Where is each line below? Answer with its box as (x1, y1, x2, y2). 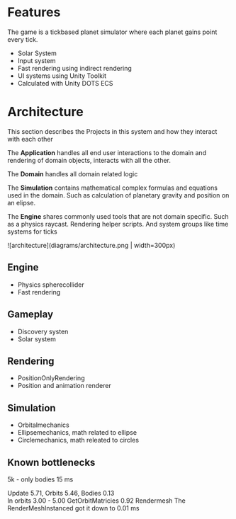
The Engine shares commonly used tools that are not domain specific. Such (7, 212, 229, 220)
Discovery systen (17, 327, 69, 336)
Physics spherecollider (17, 280, 84, 289)
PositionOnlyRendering (17, 374, 85, 382)
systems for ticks (7, 227, 58, 236)
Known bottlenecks (7, 456, 96, 468)
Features (7, 4, 61, 21)
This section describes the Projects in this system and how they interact (7, 127, 218, 135)
